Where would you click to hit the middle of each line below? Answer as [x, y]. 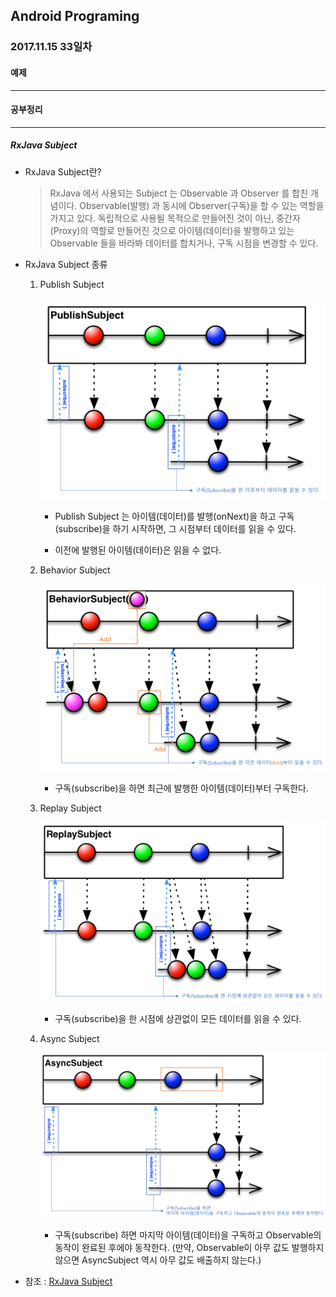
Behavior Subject [75, 570]
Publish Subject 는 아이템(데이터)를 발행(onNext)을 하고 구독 [174, 516]
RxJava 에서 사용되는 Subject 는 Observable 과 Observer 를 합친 [179, 193]
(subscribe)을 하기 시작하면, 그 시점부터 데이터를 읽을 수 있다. [175, 528]
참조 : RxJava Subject [68, 1281]
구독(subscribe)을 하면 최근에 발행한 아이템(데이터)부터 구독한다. [181, 788]
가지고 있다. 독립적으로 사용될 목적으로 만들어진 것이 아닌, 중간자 [175, 218]
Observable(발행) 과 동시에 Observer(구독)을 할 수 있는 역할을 [202, 205]
